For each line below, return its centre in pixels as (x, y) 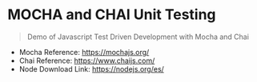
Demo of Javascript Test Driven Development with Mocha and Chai (138, 37)
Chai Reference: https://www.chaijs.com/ (87, 61)
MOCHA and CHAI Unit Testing (112, 15)
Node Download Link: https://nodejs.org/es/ (92, 68)
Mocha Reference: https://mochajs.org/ (84, 52)
